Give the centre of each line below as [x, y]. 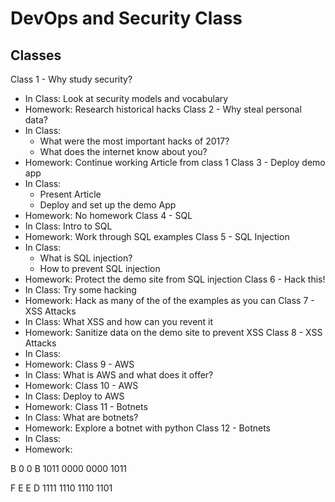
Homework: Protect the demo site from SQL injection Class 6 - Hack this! [175, 279]
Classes [36, 55]
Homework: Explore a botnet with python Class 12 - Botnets [147, 428]
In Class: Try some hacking [80, 290]
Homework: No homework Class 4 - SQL [108, 215]
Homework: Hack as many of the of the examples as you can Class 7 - [169, 300]
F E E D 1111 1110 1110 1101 [61, 488]
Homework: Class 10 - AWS [81, 385]
